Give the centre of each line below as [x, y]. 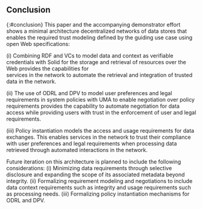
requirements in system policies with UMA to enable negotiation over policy [101, 99]
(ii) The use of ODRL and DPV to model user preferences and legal [89, 93]
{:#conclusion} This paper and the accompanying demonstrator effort [93, 24]
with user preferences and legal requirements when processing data [92, 143]
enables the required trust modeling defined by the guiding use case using [99, 37]
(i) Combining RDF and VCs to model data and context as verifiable [90, 55]
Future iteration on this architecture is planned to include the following [94, 161]
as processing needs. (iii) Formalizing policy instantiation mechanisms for [98, 194]
